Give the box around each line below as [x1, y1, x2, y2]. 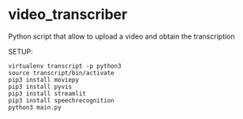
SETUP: [8, 46, 33, 56]
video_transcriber [8, 6, 128, 24]
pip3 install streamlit [8, 89, 87, 98]
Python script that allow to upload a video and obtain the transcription [8, 32, 235, 41]
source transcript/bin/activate [8, 69, 114, 76]
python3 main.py [8, 103, 62, 111]
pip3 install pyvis [8, 83, 73, 91]
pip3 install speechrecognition [8, 96, 114, 104]
